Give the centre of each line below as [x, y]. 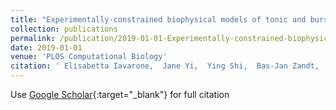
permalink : [33, 38]
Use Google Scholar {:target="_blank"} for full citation [120, 94]
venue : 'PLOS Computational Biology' [89, 57]
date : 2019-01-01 [46, 47]
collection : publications [64, 29]
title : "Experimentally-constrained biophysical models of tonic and [158, 19]
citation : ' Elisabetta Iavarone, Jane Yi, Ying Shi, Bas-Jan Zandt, [165, 66]
